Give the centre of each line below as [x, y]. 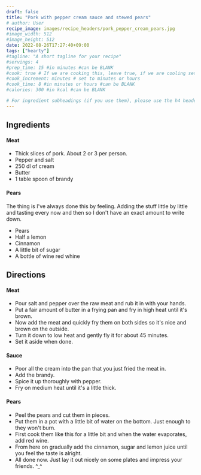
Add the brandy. [35, 375]
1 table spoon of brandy [44, 179]
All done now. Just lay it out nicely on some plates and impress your [98, 459]
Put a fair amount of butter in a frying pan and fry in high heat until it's [101, 310]
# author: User [25, 23]
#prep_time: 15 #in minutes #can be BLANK [60, 67]
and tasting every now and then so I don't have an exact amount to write [95, 212]
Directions [26, 274]
